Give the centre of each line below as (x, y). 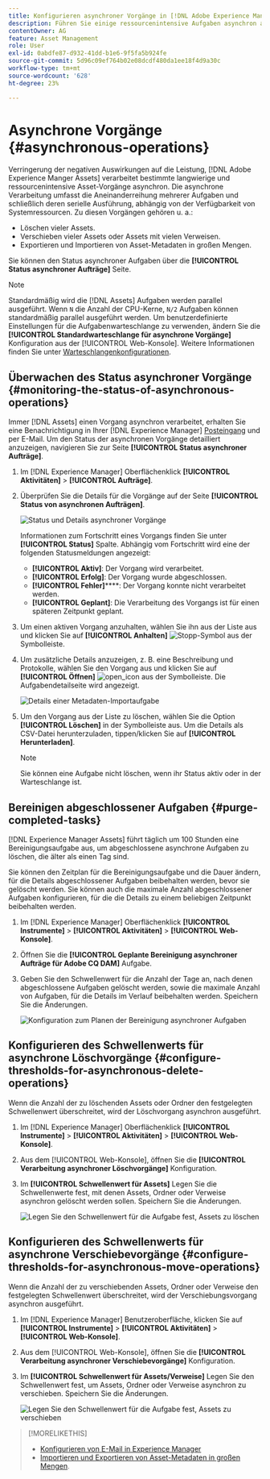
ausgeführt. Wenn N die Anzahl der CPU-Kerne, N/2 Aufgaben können (123, 309)
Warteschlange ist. (51, 782)
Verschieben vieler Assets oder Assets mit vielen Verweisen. (120, 237)
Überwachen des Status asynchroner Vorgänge (130, 377)
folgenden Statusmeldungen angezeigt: (85, 553)
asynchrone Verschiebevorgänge (94, 1255)
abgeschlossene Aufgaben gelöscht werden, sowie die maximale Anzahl (140, 987)
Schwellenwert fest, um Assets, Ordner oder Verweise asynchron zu (133, 1385)
